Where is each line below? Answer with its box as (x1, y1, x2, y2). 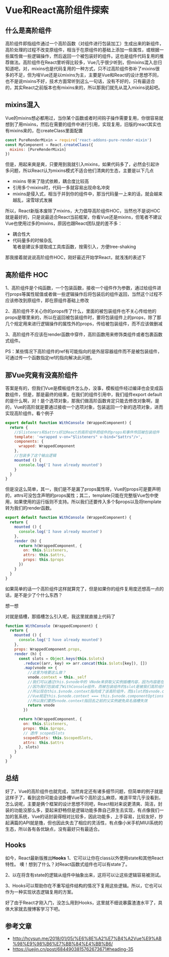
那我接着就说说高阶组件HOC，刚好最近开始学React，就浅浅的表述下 (5, 255, 146, 261)
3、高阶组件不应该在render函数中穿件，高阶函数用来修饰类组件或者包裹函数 (5, 332, 163, 338)
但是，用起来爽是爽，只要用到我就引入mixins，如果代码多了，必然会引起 (5, 162, 155, 168)
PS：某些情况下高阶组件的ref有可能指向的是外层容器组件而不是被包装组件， (5, 348, 162, 355)
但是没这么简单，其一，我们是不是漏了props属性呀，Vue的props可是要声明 (5, 486, 161, 492)
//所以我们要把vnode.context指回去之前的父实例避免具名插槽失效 (27, 698, 148, 703)
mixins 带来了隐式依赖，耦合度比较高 (12, 178, 90, 184)
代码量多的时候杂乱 (12, 237, 53, 244)
